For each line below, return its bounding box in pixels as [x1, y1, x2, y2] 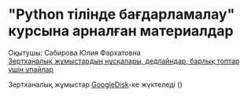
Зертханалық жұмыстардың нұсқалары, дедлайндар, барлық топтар [8, 56, 240, 66]
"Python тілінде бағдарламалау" [8, 5, 235, 23]
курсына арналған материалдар [8, 22, 234, 40]
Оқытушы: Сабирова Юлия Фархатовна [8, 48, 141, 57]
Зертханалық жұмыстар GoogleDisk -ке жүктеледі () [8, 80, 183, 89]
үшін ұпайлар [8, 64, 54, 74]
